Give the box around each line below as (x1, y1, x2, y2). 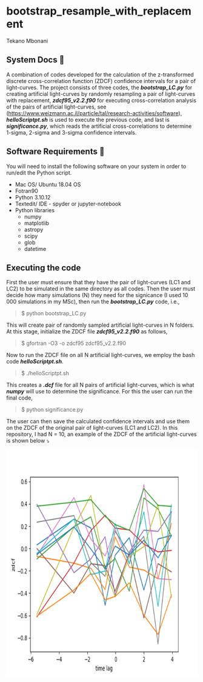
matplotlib (24, 219, 50, 227)
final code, (6, 394, 33, 401)
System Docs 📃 (6, 55, 65, 65)
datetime (24, 245, 47, 252)
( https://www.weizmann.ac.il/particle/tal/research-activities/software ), (6, 109, 182, 116)
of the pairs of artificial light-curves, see (6, 103, 107, 110)
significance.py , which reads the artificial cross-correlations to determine (6, 122, 192, 130)
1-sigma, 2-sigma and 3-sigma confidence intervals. (6, 129, 137, 136)
